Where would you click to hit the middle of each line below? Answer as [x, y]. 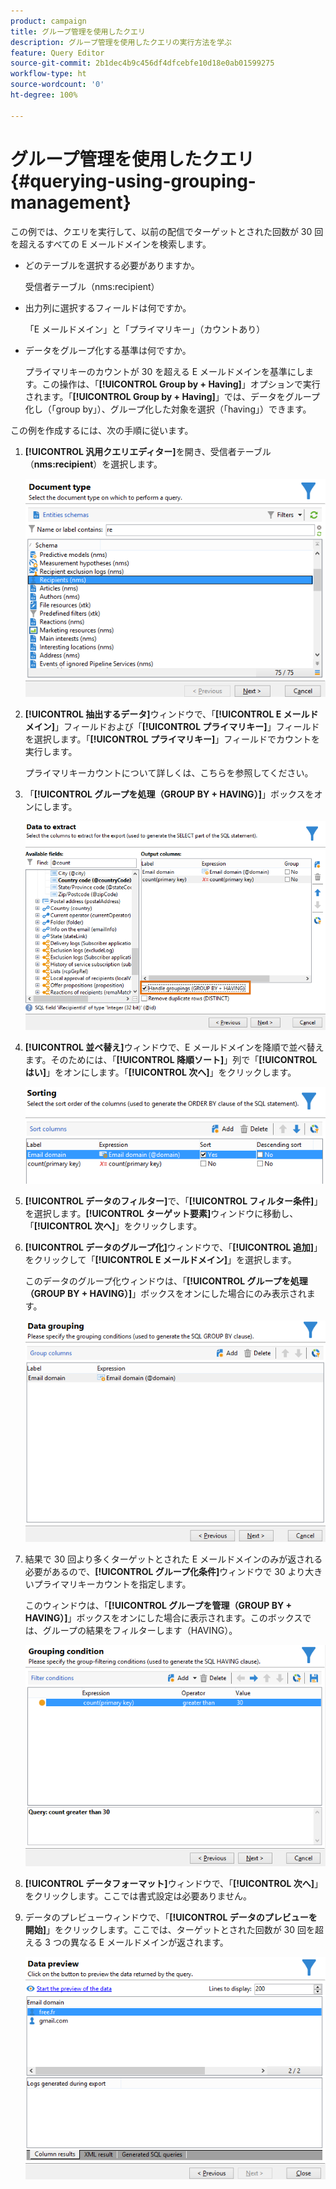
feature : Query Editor [57, 53]
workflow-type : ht [48, 74]
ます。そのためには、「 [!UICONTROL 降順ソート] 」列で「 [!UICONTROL [171, 1060]
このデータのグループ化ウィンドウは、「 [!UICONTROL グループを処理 [166, 1281]
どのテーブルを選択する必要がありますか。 [112, 265]
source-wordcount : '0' [57, 85]
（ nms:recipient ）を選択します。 [93, 464]
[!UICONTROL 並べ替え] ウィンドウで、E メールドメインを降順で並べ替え [174, 1047]
